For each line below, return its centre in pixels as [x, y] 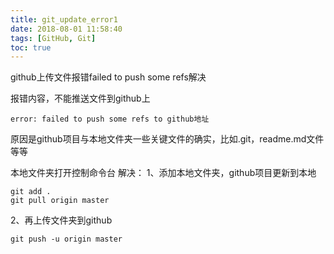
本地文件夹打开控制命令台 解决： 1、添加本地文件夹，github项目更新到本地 [163, 173]
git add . [31, 192]
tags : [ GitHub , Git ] [53, 38]
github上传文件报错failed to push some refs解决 [108, 77]
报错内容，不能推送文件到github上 [80, 98]
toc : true [31, 47]
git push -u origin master [66, 239]
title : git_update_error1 [64, 19]
